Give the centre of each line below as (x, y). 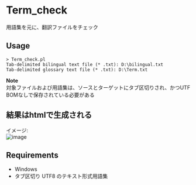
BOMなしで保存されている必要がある (50, 95)
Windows (26, 169)
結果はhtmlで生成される (49, 115)
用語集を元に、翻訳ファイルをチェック (52, 27)
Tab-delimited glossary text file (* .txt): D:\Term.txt (77, 70)
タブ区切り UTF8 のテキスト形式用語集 (61, 176)
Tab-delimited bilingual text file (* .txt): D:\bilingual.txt (85, 64)
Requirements (32, 155)
